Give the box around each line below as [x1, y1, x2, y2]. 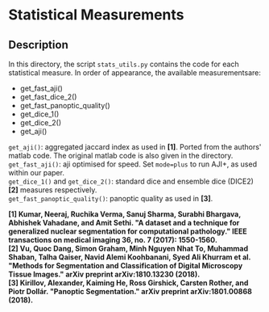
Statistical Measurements [8, 6, 184, 24]
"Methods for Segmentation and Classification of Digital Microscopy [8, 261, 243, 270]
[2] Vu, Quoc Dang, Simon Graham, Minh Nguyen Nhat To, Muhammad [8, 244, 249, 253]
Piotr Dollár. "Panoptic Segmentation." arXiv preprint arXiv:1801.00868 [8, 287, 252, 296]
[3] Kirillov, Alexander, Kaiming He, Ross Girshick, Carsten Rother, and [8, 278, 249, 288]
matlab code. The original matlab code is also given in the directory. [8, 151, 234, 160]
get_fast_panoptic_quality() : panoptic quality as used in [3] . [8, 194, 213, 203]
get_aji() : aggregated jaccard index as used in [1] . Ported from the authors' [8, 142, 262, 151]
